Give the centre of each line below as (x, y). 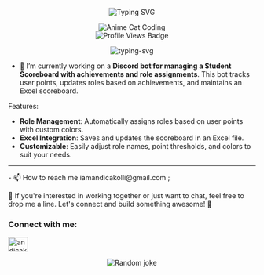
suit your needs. (46, 154)
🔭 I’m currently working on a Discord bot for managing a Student (125, 66)
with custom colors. (51, 130)
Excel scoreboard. (49, 91)
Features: (24, 106)
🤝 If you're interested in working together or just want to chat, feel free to (126, 195)
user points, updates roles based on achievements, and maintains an (130, 83)
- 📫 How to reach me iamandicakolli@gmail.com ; (89, 177)
